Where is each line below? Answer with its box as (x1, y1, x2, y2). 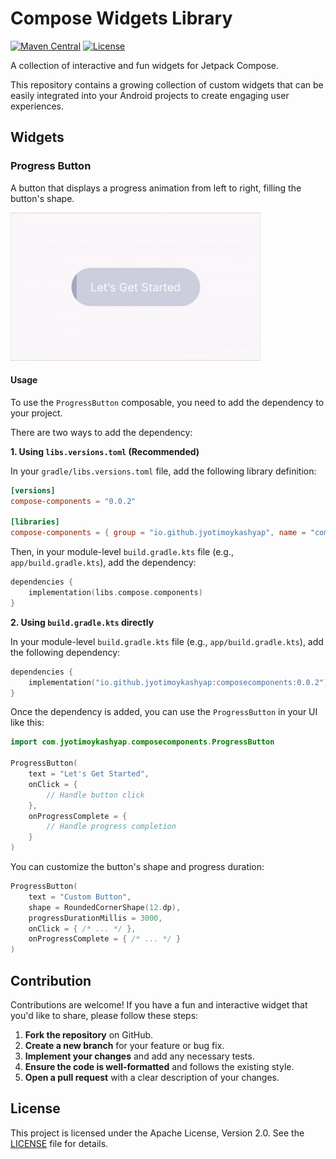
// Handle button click (46, 790, 145, 800)
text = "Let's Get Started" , (28, 769, 150, 779)
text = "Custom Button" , (28, 892, 132, 902)
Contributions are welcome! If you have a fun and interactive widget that (10, 999, 308, 1011)
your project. (10, 407, 63, 419)
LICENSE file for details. (10, 1137, 109, 1149)
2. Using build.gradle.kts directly (10, 616, 155, 628)
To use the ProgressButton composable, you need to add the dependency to (10, 396, 325, 408)
